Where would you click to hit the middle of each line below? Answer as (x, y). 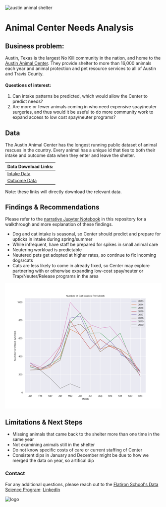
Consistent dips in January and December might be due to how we (81, 455)
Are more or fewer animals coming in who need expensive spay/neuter (84, 107)
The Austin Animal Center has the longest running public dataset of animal (81, 145)
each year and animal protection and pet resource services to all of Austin (81, 69)
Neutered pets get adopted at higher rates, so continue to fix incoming (84, 255)
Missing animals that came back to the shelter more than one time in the (86, 434)
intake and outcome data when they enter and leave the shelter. (70, 155)
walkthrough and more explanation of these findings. (59, 224)
